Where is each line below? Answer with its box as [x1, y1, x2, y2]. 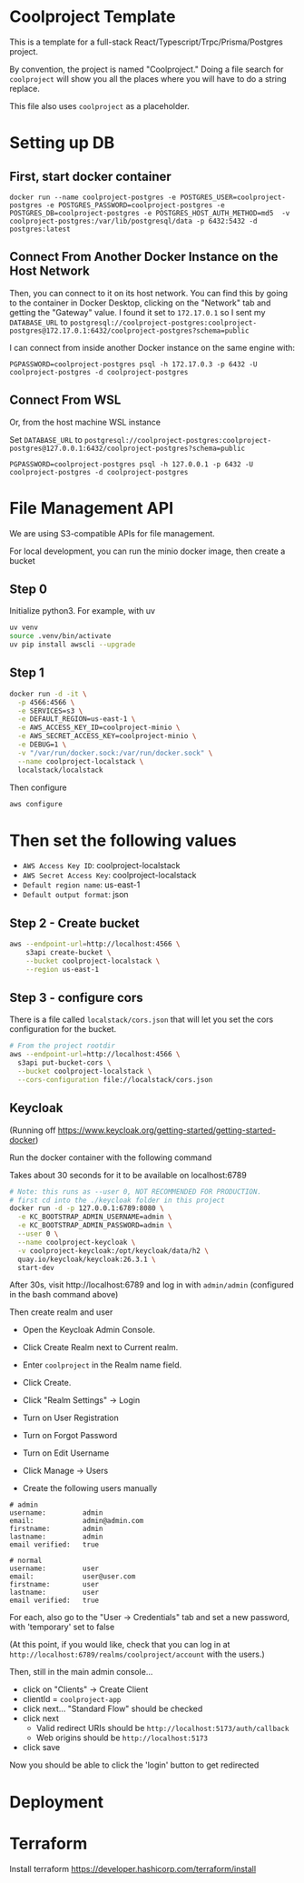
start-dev [17, 1263, 54, 1272]
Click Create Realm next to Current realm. [22, 1342, 179, 1353]
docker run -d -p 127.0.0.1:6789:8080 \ [9, 1204, 165, 1213]
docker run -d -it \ [9, 689, 88, 698]
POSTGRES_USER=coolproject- [180, 193, 286, 202]
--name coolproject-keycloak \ [17, 1237, 136, 1247]
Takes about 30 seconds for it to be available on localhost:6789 [9, 1169, 247, 1180]
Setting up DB [9, 133, 115, 154]
